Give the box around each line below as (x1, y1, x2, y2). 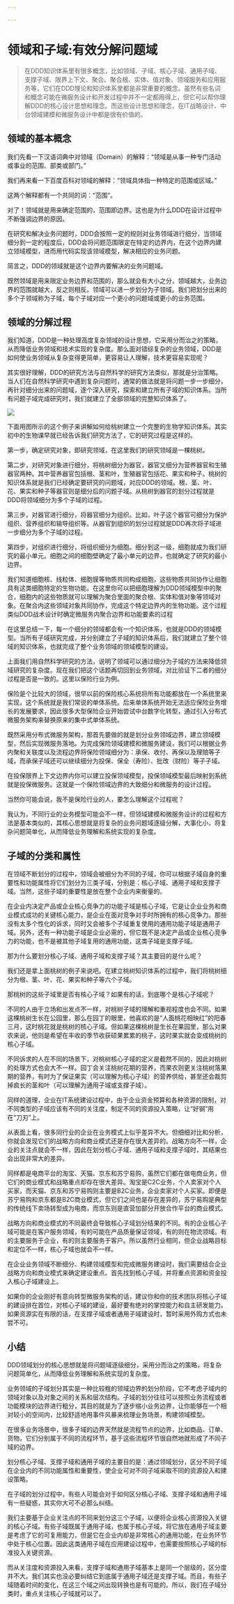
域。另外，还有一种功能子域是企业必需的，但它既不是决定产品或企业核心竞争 (7, 928, 227, 936)
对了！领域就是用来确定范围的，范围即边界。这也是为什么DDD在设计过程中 (7, 205, 222, 214)
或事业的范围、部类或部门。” (7, 161, 87, 170)
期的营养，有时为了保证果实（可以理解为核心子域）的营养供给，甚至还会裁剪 (7, 1073, 227, 1081)
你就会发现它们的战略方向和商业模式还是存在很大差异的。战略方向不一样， (7, 1137, 221, 1145)
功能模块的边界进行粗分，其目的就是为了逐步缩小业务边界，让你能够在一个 (7, 1401, 221, 1410)
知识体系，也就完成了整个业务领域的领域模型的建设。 (19, 642, 172, 651)
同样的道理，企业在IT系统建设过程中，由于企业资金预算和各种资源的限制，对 (7, 1096, 226, 1104)
